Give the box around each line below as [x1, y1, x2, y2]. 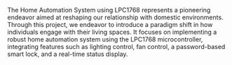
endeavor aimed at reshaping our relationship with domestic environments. [7, 13, 224, 21]
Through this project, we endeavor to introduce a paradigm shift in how [7, 21, 213, 28]
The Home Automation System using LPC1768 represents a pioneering [7, 6, 211, 14]
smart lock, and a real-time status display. [7, 50, 128, 58]
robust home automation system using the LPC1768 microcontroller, [7, 35, 203, 44]
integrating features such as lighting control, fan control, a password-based [7, 43, 226, 50]
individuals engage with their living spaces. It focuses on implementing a [7, 28, 217, 36]
